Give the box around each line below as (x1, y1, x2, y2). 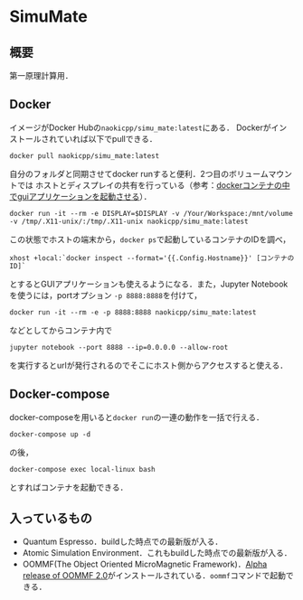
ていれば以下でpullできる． (56, 133, 157, 144)
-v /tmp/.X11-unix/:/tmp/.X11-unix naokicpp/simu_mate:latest (9, 217, 249, 226)
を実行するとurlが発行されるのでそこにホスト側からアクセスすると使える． (9, 360, 289, 370)
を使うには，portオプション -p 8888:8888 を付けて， (9, 289, 202, 300)
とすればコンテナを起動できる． (9, 482, 128, 492)
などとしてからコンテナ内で (9, 324, 113, 335)
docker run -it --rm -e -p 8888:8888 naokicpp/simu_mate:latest (9, 307, 257, 317)
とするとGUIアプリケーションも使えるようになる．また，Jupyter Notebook (9, 278, 289, 289)
